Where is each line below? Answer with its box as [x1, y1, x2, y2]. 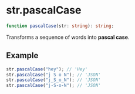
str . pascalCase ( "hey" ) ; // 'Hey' [6, 66, 88, 72]
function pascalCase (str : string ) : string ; [6, 23, 114, 29]
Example [6, 51, 39, 61]
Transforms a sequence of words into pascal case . [6, 33, 130, 41]
